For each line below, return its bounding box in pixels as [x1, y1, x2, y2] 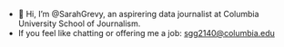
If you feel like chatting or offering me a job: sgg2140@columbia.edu [17, 28, 276, 38]
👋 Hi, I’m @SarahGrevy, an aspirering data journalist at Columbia [17, 9, 259, 19]
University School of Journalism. [17, 18, 141, 29]
